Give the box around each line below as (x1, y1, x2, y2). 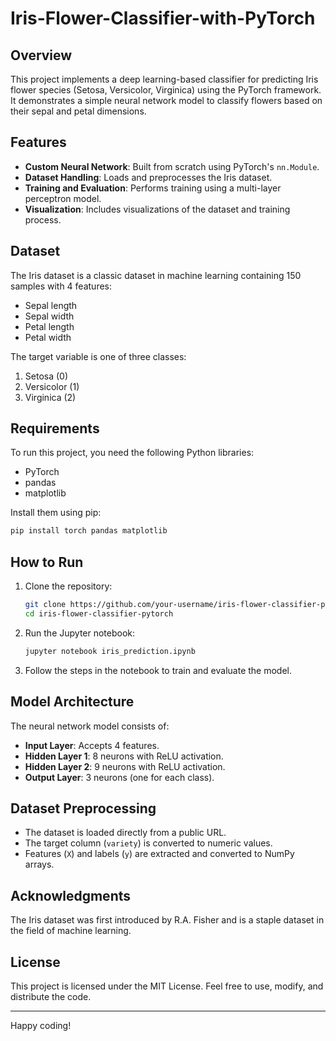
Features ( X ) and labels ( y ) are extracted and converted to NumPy (24, 848, 295, 860)
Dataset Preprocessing (10, 800, 157, 817)
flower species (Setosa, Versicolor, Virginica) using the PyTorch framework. (10, 84, 322, 96)
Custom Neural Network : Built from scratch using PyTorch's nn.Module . (24, 160, 320, 172)
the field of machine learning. (10, 925, 132, 937)
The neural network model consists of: (10, 720, 170, 732)
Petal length (24, 320, 75, 332)
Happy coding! (10, 1020, 72, 1031)
